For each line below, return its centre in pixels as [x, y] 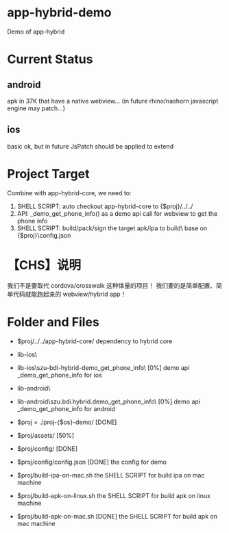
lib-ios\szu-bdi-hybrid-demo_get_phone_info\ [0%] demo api [103, 367]
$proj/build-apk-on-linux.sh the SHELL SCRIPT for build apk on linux [114, 495]
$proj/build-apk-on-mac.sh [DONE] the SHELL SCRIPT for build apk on [117, 516]
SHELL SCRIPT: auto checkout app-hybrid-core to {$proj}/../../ [105, 206]
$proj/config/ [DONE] [47, 448]
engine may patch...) [36, 108]
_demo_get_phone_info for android [66, 408]
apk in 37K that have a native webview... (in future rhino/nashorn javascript [113, 101]
